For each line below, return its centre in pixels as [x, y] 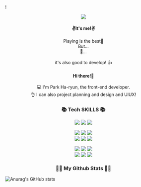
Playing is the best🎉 [83, 41]
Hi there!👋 [83, 76]
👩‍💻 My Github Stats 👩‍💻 [83, 168]
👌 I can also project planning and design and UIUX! [83, 94]
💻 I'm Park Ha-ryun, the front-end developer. [83, 87]
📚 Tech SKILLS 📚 [83, 110]
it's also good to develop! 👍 [83, 63]
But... [83, 46]
